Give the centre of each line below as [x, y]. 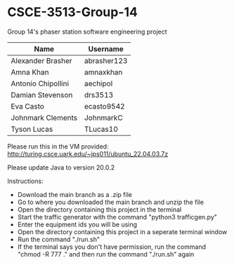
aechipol [98, 83]
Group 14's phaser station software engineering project [87, 32]
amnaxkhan [103, 72]
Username [106, 48]
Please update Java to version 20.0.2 [61, 167]
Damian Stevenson [42, 95]
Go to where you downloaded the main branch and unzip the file [110, 202]
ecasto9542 [104, 106]
